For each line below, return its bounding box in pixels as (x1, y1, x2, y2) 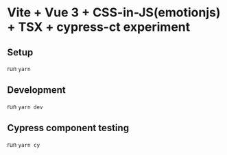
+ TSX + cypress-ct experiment (7, 19, 191, 35)
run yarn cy (7, 140, 40, 148)
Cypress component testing (7, 122, 129, 134)
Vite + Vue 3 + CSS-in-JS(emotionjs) (7, 5, 221, 20)
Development (7, 84, 67, 96)
